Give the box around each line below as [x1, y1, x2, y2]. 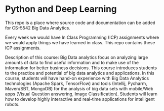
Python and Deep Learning [5, 3, 117, 15]
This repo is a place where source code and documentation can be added [5, 20, 156, 26]
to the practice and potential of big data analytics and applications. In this [5, 70, 155, 76]
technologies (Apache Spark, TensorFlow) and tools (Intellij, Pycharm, [5, 80, 147, 86]
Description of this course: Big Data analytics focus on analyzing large [5, 54, 148, 60]
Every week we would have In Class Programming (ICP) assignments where [5, 34, 159, 40]
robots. [5, 101, 20, 107]
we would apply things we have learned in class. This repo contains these [5, 39, 156, 45]
